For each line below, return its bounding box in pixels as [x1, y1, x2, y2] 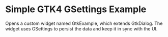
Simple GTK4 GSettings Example [5, 4, 147, 15]
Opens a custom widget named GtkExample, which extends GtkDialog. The [5, 20, 163, 26]
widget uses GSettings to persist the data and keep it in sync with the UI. [5, 25, 158, 31]
